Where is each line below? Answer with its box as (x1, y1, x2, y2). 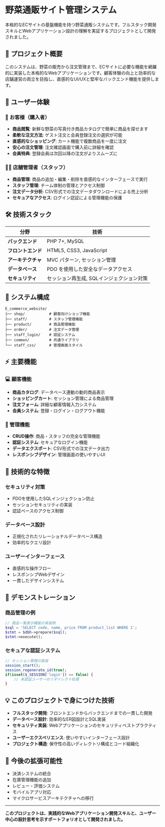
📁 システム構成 (5, 293, 50, 301)
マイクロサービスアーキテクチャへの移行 (12, 795, 94, 801)
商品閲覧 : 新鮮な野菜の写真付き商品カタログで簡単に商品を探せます (12, 126, 148, 132)
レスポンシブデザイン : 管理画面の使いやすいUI (12, 452, 106, 458)
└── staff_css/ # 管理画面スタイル (5, 343, 83, 348)
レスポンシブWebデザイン (12, 571, 65, 577)
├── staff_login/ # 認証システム (5, 332, 76, 337)
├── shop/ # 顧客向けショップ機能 (5, 312, 90, 317)
